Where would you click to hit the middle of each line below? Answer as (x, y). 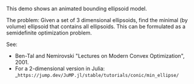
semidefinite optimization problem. (49, 33)
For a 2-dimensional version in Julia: (60, 69)
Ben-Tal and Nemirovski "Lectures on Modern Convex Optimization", (100, 56)
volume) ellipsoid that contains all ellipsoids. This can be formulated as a (96, 27)
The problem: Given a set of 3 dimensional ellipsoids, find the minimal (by (97, 20)
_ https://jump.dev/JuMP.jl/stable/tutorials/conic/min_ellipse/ (97, 75)
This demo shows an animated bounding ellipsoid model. (77, 9)
